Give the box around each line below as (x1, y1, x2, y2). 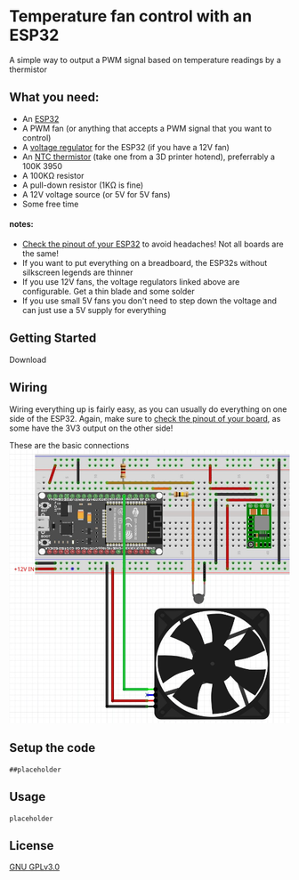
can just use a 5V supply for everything (21, 304, 166, 315)
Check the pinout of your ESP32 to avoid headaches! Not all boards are (21, 238, 284, 249)
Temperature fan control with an (9, 6, 252, 27)
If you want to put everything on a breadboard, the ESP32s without (21, 257, 268, 268)
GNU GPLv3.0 (9, 861, 61, 873)
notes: (9, 219, 34, 230)
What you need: (9, 90, 100, 105)
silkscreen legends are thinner (21, 267, 133, 278)
